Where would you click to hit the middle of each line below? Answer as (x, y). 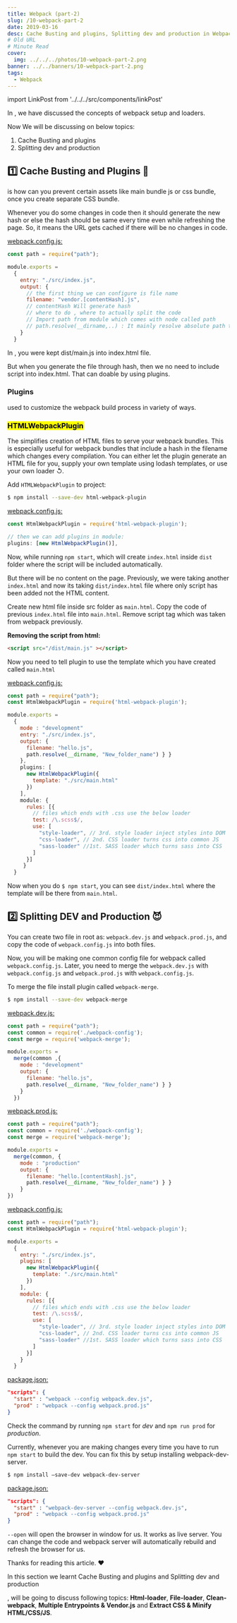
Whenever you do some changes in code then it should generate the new (114, 213)
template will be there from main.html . (62, 894)
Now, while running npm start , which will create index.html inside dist (110, 557)
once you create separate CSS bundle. (63, 199)
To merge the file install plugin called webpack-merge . (83, 986)
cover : (17, 54)
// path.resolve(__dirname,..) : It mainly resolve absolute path (126, 326)
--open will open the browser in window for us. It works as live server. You (115, 1534)
